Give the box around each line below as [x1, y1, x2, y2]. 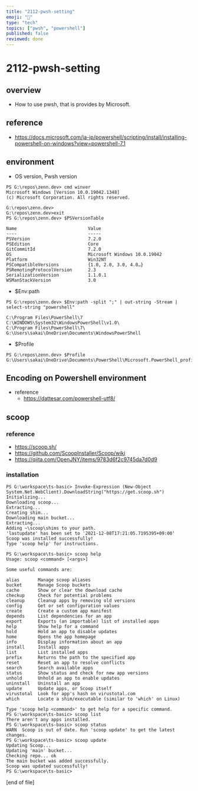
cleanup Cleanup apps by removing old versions [6, 598, 136, 604]
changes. [6, 732, 28, 738]
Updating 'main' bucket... [6, 748, 72, 754]
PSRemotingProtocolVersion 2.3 [6, 267, 96, 273]
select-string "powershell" [6, 304, 75, 310]
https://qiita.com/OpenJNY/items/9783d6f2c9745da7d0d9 [14, 456, 157, 463]
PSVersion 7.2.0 [6, 236, 101, 242]
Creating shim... [6, 510, 49, 516]
